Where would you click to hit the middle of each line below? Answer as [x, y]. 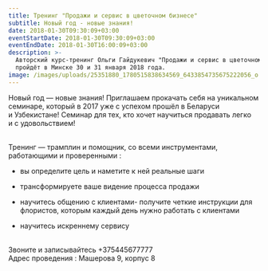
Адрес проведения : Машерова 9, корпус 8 [82, 258]
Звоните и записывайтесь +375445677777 [81, 249]
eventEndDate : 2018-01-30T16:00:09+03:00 [78, 45]
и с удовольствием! [42, 123]
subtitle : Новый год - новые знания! [71, 23]
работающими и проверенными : [65, 155]
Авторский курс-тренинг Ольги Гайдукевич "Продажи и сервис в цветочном [139, 61]
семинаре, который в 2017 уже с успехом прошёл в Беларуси [114, 106]
